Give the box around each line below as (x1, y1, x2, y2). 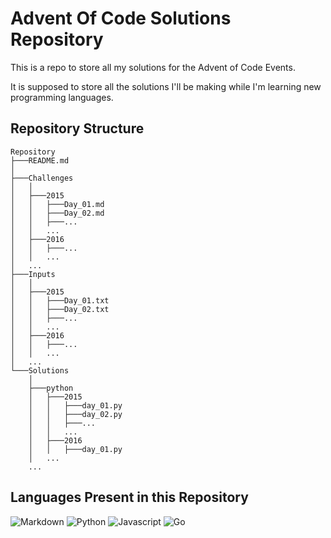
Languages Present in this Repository (10, 489, 249, 506)
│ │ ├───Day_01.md (10, 199, 105, 209)
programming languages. (10, 91, 114, 103)
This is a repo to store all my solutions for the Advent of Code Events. (10, 61, 296, 73)
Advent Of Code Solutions (10, 7, 232, 30)
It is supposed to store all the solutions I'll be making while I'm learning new (10, 80, 322, 92)
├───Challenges (10, 173, 74, 183)
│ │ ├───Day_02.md (10, 208, 105, 218)
